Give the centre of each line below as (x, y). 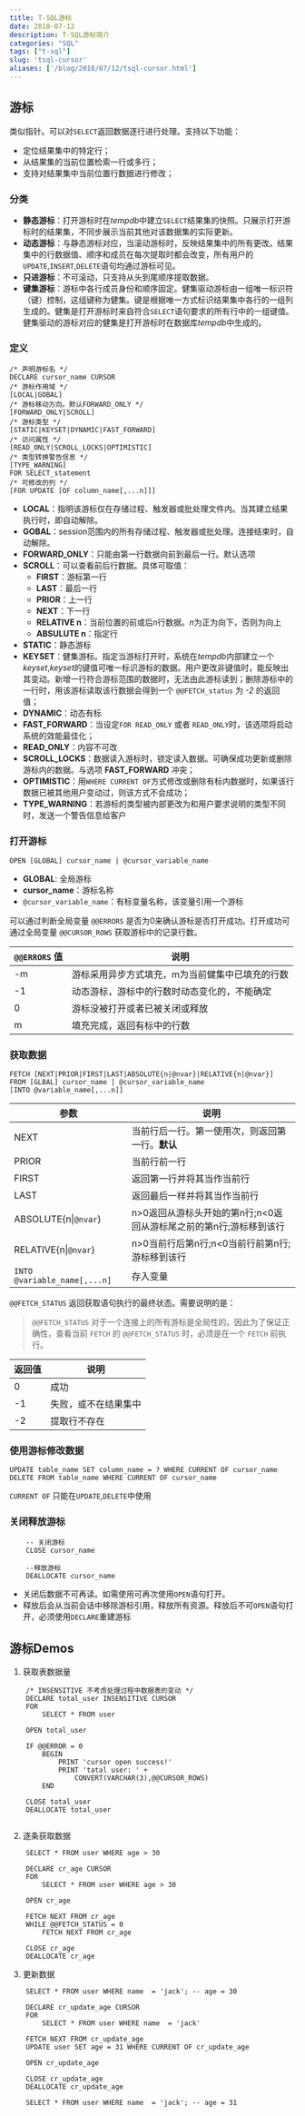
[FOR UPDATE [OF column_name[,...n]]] (83, 491)
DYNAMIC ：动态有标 (62, 713)
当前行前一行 (159, 1162)
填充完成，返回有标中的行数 (131, 1025)
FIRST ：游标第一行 (71, 577)
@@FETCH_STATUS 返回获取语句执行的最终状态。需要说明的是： (123, 1302)
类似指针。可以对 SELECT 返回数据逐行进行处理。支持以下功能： (125, 131)
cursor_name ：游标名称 (68, 890)
